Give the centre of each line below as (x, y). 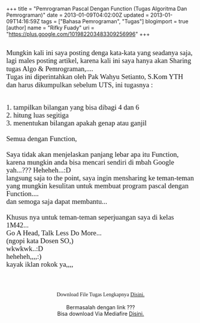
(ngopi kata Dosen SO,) (40, 240)
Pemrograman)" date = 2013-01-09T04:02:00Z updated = (78, 15)
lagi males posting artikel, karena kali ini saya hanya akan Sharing (99, 61)
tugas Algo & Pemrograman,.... (50, 68)
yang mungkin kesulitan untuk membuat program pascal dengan (98, 186)
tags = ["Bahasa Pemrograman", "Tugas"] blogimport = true (115, 21)
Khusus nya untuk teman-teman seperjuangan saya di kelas (90, 217)
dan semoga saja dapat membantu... (57, 201)
